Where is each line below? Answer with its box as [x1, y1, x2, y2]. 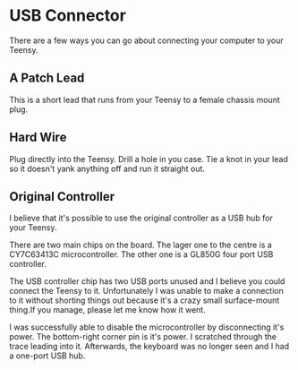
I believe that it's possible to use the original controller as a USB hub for [9, 212, 273, 224]
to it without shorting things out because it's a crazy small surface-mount [9, 295, 280, 305]
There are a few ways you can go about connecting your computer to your [9, 35, 284, 46]
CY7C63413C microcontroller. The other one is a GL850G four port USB [9, 249, 274, 260]
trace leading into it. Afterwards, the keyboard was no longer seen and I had [9, 341, 290, 352]
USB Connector [9, 5, 127, 26]
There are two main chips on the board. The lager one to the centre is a [9, 239, 273, 251]
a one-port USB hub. [9, 350, 86, 361]
